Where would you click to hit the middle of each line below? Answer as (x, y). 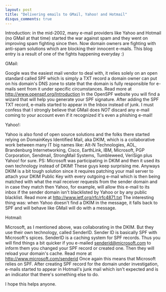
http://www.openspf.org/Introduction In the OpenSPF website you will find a (83, 94)
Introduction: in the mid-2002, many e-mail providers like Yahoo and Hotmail (83, 33)
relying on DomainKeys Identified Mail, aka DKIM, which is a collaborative (80, 140)
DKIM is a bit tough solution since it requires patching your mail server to (79, 171)
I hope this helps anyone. (31, 284)
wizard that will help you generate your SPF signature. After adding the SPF (82, 99)
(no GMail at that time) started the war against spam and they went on (77, 38)
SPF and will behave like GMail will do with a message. (61, 208)
